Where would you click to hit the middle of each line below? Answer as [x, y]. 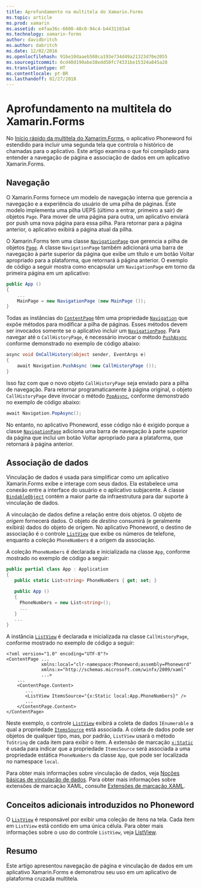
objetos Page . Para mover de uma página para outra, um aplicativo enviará [97, 216]
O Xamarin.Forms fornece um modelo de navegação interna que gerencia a [99, 197]
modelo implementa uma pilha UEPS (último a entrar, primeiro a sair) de [94, 210]
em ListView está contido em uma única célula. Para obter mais [85, 826]
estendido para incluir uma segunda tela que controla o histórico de [90, 145]
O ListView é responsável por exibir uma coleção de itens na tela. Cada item [100, 819]
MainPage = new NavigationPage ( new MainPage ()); [82, 301]
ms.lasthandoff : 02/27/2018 [41, 79]
